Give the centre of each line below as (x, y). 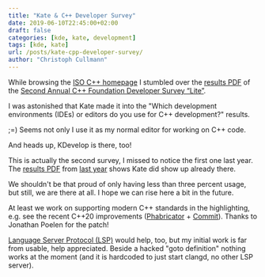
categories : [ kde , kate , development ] (72, 38)
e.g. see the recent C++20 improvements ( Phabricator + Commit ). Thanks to (133, 216)
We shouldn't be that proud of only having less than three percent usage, (127, 184)
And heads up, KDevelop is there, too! (70, 145)
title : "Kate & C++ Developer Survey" (72, 15)
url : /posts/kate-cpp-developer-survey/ (76, 52)
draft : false (30, 30)
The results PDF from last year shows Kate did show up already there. (122, 169)
